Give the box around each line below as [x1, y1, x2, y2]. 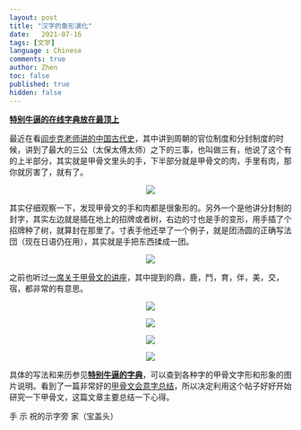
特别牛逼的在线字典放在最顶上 [9, 114, 119, 125]
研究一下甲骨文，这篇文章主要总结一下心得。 [9, 391, 175, 402]
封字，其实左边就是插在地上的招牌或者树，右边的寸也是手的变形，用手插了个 [9, 213, 292, 224]
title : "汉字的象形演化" [9, 21, 92, 30]
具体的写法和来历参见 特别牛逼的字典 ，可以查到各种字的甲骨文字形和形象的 [9, 369, 284, 380]
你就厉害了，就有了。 [9, 167, 88, 177]
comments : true [9, 55, 66, 64]
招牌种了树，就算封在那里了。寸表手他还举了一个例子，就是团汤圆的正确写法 [9, 225, 292, 236]
